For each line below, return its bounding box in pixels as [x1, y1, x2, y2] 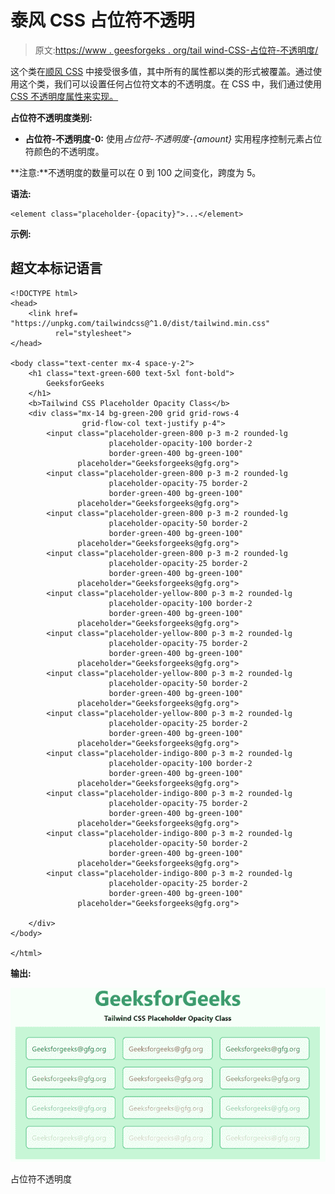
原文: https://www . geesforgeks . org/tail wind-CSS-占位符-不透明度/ [34, 44, 319, 56]
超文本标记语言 [10, 260, 103, 277]
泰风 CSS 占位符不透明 [10, 9, 195, 32]
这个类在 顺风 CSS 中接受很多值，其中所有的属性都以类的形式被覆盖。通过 [10, 65, 314, 77]
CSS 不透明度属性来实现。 [10, 90, 119, 102]
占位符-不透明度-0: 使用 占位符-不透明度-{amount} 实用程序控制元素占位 [24, 132, 323, 145]
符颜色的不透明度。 [24, 145, 105, 157]
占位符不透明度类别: [10, 111, 93, 123]
